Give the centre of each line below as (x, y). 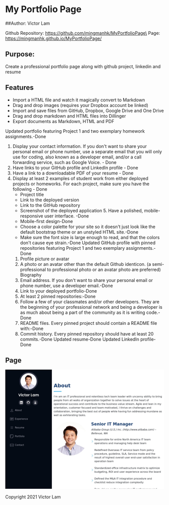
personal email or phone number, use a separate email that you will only (87, 151)
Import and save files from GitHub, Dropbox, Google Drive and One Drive (88, 110)
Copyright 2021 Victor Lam (33, 497)
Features (19, 88)
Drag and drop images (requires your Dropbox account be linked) (80, 105)
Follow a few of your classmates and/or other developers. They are (90, 302)
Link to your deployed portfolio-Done (59, 291)
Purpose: (20, 54)
